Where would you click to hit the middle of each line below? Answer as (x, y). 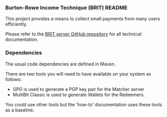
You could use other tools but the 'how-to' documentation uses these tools (84, 104)
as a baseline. (20, 110)
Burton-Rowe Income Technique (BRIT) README (66, 8)
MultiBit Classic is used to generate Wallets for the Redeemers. (79, 95)
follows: (13, 79)
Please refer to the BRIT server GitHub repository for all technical (73, 34)
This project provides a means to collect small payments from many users (83, 19)
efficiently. (16, 24)
